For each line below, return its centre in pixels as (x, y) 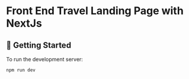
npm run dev (21, 70)
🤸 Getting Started (39, 45)
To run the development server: (44, 59)
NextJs (24, 23)
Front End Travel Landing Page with (95, 11)
